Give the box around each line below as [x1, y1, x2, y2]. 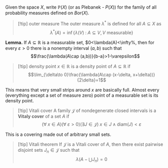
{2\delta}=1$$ [77, 77, 107, 83]
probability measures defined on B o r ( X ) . [5, 10, 90, 16]
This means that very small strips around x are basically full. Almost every [5, 87, 160, 93]
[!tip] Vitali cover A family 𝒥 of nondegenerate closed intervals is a [17, 107, 156, 114]
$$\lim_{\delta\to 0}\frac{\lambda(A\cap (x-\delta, [27, 72, 132, 78]
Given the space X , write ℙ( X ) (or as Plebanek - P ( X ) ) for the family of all [5, 4, 157, 10]
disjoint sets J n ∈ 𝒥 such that [17, 147, 80, 154]
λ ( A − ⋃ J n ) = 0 [76, 156, 108, 163]
